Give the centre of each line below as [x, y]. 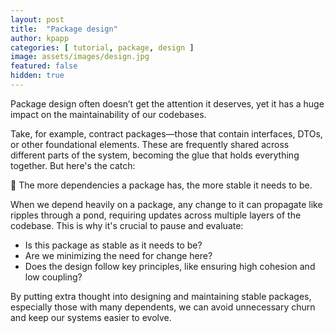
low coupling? [53, 277]
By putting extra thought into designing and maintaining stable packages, [161, 296]
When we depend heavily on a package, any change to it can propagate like [166, 204]
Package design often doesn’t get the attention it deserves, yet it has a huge [167, 103]
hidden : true [37, 76]
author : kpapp [40, 38]
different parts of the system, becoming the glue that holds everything [155, 155]
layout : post [37, 19]
